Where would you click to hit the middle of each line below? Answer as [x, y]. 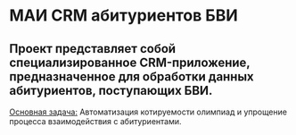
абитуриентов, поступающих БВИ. [111, 90]
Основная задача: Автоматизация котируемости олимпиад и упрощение [148, 112]
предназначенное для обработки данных [132, 76]
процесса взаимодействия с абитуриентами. [95, 121]
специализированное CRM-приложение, [130, 62]
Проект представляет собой [93, 49]
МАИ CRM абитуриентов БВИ [123, 16]
